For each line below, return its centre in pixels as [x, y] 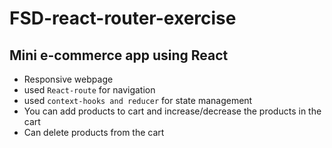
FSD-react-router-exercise [123, 18]
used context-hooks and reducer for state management [138, 100]
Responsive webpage [68, 79]
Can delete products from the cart [94, 132]
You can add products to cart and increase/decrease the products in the [172, 111]
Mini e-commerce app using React [119, 55]
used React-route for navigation [89, 90]
